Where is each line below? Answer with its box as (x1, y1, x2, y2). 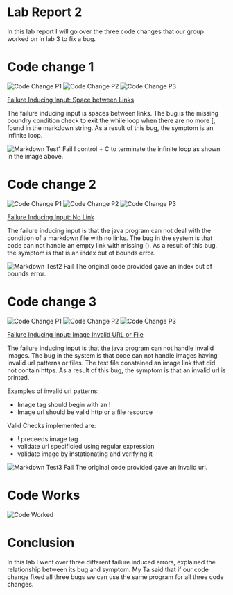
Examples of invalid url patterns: (7, 387, 99, 395)
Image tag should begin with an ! (17, 400, 111, 408)
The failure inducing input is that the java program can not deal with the (7, 226, 212, 235)
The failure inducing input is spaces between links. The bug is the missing (7, 109, 218, 117)
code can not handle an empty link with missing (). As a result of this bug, (7, 241, 218, 249)
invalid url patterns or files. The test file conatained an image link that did (7, 358, 216, 367)
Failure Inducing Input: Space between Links (7, 95, 135, 104)
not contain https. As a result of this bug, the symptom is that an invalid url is (7, 366, 226, 374)
